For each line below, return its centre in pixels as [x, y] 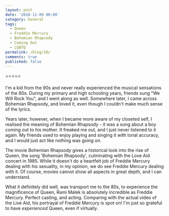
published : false [23, 62]
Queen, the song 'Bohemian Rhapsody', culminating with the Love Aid [78, 156]
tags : [11, 24]
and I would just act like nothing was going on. [53, 141]
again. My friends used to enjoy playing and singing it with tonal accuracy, [82, 135]
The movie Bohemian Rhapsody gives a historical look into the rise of [77, 150]
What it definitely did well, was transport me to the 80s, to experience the [81, 187]
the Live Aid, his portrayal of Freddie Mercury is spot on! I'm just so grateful [84, 203]
